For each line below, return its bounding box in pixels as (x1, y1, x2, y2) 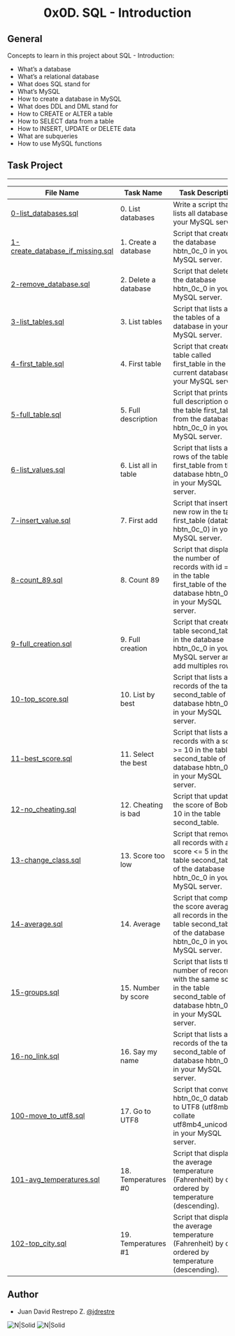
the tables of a (173, 312, 220, 322)
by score (120, 991, 149, 1001)
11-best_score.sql (10, 753, 72, 763)
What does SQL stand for (17, 80, 91, 88)
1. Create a (120, 237, 157, 246)
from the (173, 414, 201, 424)
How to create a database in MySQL (17, 95, 122, 103)
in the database (173, 634, 224, 644)
